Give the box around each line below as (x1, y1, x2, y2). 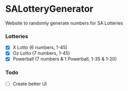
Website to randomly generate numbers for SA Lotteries (5, 20, 123, 26)
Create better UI (12, 80, 47, 87)
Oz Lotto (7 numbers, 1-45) (12, 50, 70, 56)
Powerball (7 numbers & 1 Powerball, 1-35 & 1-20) (12, 56, 117, 62)
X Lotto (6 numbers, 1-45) (12, 44, 68, 51)
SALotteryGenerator (5, 3, 94, 15)
